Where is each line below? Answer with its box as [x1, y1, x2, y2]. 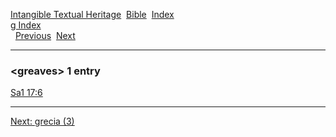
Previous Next [14, 30, 76, 41]
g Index [10, 19, 42, 31]
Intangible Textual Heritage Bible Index [10, 9, 175, 20]
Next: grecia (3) [10, 115, 75, 128]
